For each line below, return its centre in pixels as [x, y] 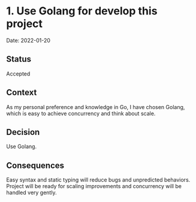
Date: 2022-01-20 [28, 40]
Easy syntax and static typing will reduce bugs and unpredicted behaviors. [98, 180]
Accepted [18, 74]
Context [22, 93]
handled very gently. [31, 192]
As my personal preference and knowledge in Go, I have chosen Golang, [96, 107]
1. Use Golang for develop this [82, 11]
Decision [23, 132]
